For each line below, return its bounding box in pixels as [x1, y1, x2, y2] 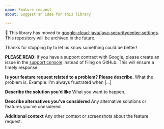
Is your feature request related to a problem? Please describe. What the [5, 74, 154, 80]
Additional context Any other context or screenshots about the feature [5, 113, 149, 119]
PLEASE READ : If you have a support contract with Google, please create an [5, 54, 160, 60]
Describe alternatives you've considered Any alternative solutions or [5, 98, 147, 104]
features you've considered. [5, 103, 62, 109]
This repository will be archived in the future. [5, 35, 96, 41]
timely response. [5, 64, 39, 70]
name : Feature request [5, 7, 52, 12]
